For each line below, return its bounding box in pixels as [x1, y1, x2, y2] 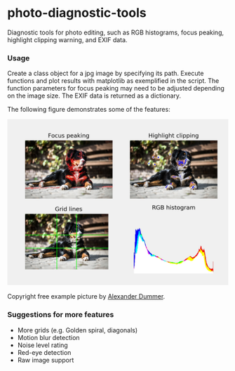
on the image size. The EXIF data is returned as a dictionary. [7, 91, 181, 100]
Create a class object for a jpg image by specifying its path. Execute [7, 69, 204, 78]
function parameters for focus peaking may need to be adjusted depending [7, 84, 224, 93]
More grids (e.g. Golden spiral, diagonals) [17, 325, 138, 334]
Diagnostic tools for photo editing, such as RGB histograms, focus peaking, [7, 28, 224, 37]
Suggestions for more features [7, 310, 114, 320]
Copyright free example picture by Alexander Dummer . [7, 292, 166, 301]
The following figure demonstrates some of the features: [7, 105, 170, 114]
